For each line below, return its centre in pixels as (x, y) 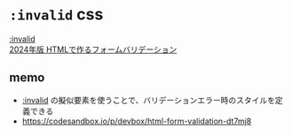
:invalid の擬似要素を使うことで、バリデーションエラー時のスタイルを (148, 100)
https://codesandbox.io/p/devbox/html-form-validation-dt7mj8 (137, 121)
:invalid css (56, 15)
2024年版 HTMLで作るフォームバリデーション (93, 49)
